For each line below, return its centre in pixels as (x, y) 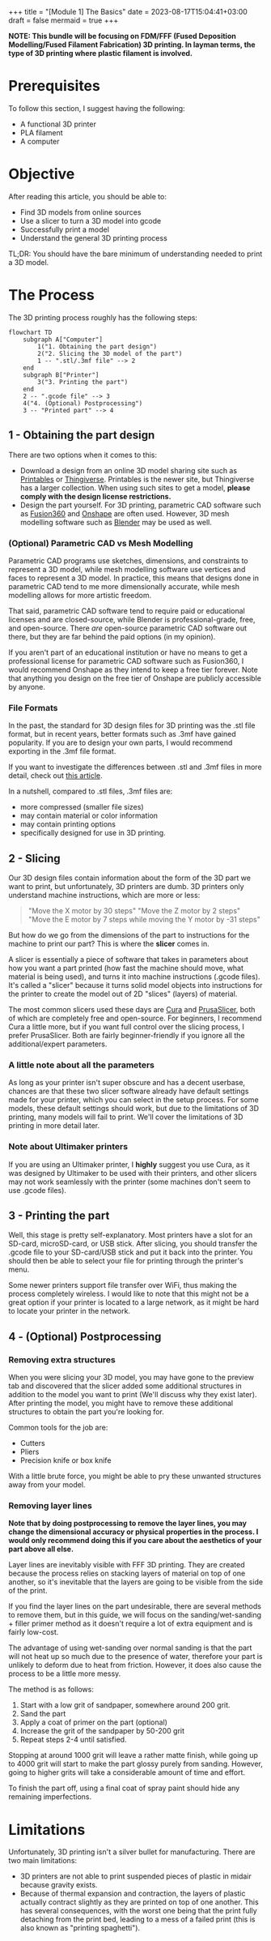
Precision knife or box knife (66, 1460)
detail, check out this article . (55, 776)
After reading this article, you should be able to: (88, 196)
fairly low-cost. (34, 1632)
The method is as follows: (51, 1690)
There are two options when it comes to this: (83, 455)
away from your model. (47, 1485)
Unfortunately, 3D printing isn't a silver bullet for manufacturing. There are (132, 1852)
